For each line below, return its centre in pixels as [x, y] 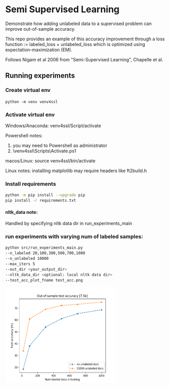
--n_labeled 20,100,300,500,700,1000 [45, 253]
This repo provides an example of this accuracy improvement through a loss [85, 39]
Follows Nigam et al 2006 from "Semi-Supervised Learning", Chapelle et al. [84, 59]
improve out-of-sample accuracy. [40, 29]
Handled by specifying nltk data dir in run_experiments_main [69, 224]
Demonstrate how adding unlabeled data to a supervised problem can [78, 23]
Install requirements [31, 184]
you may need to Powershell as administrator [60, 145]
